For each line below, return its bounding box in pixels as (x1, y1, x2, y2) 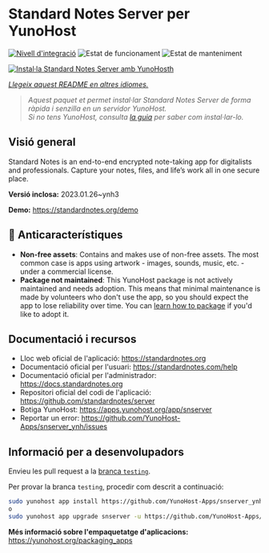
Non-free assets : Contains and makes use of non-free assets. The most (19, 250, 259, 259)
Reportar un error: (19, 413, 80, 423)
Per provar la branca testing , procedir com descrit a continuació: (8, 482, 224, 492)
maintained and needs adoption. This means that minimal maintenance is (19, 283, 261, 293)
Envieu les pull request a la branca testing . (8, 466, 151, 476)
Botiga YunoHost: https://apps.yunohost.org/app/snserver (19, 405, 212, 414)
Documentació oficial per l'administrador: (19, 371, 157, 380)
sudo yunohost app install (8, 498, 98, 506)
